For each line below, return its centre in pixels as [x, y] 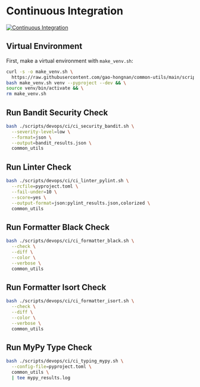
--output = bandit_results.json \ [52, 143]
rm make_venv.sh [26, 94]
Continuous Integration [65, 11]
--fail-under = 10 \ [35, 192]
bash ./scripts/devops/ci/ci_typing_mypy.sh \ [65, 361]
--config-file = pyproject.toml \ [52, 367]
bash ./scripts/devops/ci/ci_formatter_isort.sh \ [70, 301]
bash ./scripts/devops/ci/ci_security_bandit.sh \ [70, 126]
